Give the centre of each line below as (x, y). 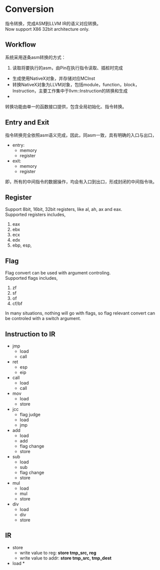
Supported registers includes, (35, 215)
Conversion (30, 9)
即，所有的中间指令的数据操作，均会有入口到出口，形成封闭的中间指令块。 (81, 182)
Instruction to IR (30, 334)
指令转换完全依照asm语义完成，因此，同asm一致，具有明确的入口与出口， (81, 135)
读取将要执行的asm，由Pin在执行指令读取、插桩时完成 (67, 67)
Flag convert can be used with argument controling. (58, 273)
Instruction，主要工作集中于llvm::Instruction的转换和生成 (70, 91)
